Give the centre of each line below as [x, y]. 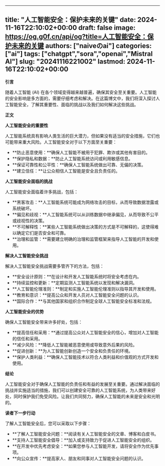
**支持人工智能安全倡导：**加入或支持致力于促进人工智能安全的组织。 [83, 440]
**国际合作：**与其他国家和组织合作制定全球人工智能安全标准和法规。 [83, 301]
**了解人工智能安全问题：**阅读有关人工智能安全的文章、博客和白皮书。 [85, 434]
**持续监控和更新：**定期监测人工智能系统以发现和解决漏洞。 [75, 283]
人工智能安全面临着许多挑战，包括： [42, 192]
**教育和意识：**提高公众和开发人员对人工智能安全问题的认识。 [77, 295]
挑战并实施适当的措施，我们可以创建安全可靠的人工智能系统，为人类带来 [78, 390]
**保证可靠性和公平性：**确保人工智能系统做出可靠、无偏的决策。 [79, 165]
